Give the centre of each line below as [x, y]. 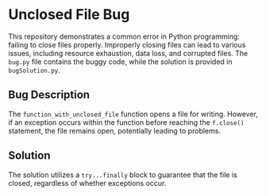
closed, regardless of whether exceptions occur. [87, 183]
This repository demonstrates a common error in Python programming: [124, 36]
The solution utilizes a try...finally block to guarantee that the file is [123, 175]
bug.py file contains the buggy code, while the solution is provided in [120, 62]
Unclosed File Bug [69, 15]
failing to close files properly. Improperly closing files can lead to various [127, 44]
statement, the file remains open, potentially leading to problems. [114, 130]
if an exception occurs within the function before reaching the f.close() [126, 122]
